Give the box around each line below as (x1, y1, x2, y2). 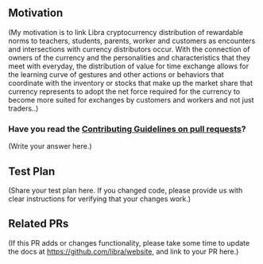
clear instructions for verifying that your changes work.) (8, 194, 191, 204)
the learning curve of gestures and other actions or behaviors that (8, 69, 224, 79)
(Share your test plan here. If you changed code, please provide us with (8, 185, 243, 195)
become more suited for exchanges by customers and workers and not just (8, 95, 254, 104)
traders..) (8, 103, 39, 113)
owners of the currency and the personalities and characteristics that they (8, 52, 251, 62)
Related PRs (8, 217, 69, 231)
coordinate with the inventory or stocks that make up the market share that (8, 78, 253, 87)
